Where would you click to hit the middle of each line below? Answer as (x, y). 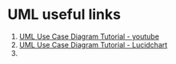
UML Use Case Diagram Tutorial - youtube (89, 36)
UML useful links (64, 15)
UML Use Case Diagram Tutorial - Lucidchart (93, 44)
